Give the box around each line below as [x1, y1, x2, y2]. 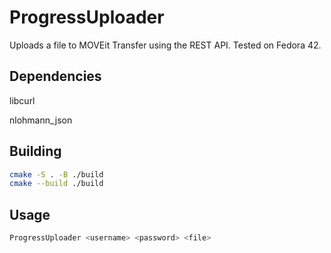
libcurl [9, 94, 36, 106]
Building [9, 143, 62, 160]
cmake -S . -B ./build [9, 169, 104, 180]
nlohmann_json [9, 114, 73, 126]
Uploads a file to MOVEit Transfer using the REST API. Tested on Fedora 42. [9, 39, 322, 51]
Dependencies [9, 68, 102, 85]
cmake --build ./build [9, 179, 104, 189]
